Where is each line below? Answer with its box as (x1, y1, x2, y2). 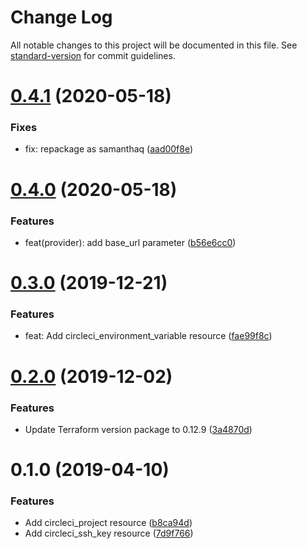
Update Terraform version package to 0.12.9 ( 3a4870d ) (24, 423, 253, 435)
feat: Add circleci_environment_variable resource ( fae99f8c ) (24, 330, 273, 342)
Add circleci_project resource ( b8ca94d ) (24, 517, 193, 529)
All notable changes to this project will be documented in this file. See (10, 39, 298, 51)
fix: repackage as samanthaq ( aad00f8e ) (24, 143, 194, 155)
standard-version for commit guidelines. (10, 49, 176, 61)
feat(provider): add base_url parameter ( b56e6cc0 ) (24, 236, 237, 248)
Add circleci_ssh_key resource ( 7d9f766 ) (24, 527, 194, 540)
